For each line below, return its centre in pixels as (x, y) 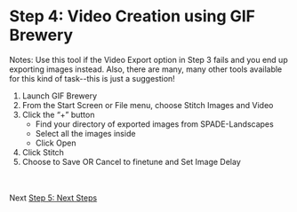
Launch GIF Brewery (60, 96)
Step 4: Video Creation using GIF (132, 16)
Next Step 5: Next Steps (53, 198)
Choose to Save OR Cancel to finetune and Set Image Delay (132, 161)
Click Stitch (43, 152)
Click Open (56, 143)
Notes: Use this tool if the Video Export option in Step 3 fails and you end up (148, 59)
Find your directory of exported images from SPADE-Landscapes (154, 124)
